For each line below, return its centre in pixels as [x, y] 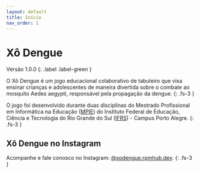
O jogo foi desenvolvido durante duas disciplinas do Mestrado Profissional [98, 105]
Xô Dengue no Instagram [53, 143]
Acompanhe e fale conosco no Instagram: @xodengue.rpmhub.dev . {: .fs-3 [99, 158]
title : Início [24, 17]
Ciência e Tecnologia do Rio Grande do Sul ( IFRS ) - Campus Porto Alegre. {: [100, 118]
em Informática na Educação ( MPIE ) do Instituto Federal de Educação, [93, 112]
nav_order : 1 [23, 23]
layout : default [26, 12]
